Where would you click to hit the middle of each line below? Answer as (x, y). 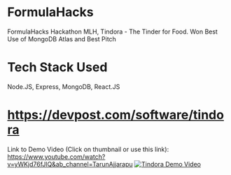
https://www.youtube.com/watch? (56, 156)
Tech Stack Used (57, 68)
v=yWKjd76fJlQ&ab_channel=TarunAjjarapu (70, 164)
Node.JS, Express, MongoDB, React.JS (64, 86)
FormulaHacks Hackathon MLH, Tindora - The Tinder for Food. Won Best (113, 31)
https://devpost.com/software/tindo (115, 115)
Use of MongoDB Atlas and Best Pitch (62, 38)
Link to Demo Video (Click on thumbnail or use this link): (88, 149)
